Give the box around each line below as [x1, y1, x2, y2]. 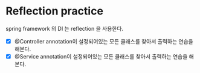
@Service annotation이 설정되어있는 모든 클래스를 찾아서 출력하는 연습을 [14, 53, 188, 60]
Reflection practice [5, 4, 104, 18]
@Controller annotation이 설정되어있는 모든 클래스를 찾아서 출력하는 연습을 [14, 37, 194, 45]
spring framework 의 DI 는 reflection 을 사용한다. [5, 25, 124, 32]
